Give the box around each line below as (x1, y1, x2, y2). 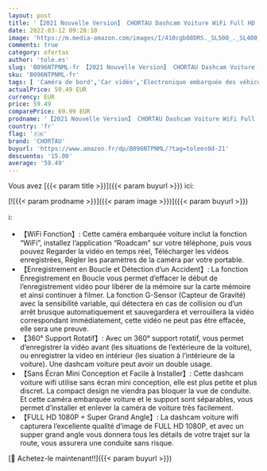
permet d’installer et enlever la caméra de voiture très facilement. (19, 403, 234, 413)
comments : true (8, 41, 59, 49)
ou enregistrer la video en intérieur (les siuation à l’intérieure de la (19, 351, 235, 361)
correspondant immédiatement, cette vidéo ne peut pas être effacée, (19, 315, 246, 326)
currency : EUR (8, 93, 56, 101)
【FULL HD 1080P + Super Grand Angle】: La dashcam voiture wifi (19, 412, 239, 422)
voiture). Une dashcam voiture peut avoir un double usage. (19, 359, 213, 369)
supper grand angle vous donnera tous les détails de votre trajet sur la (19, 430, 250, 439)
